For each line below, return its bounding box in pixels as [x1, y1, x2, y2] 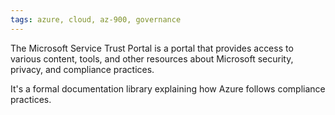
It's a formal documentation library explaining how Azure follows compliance [10, 82, 326, 95]
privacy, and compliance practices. [10, 63, 155, 75]
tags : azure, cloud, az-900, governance [10, 14, 182, 25]
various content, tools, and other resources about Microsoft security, [10, 52, 294, 65]
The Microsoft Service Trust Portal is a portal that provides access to [10, 42, 294, 54]
